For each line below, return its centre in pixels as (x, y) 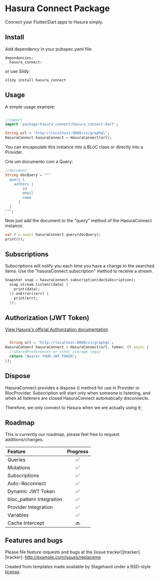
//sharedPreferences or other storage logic (55, 352)
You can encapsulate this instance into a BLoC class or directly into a (74, 147)
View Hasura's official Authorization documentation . (57, 329)
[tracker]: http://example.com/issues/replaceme (53, 557)
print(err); (26, 298)
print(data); (27, 289)
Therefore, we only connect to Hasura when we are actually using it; (73, 407)
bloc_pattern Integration (35, 499)
